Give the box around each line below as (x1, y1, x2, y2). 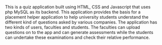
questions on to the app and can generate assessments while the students (5, 30, 154, 35)
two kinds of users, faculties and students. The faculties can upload (5, 24, 140, 30)
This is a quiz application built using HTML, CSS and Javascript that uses (5, 4, 151, 10)
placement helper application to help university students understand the (5, 14, 149, 20)
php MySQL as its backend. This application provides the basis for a (5, 9, 141, 15)
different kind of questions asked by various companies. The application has (5, 19, 157, 25)
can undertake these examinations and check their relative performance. (5, 34, 150, 40)
